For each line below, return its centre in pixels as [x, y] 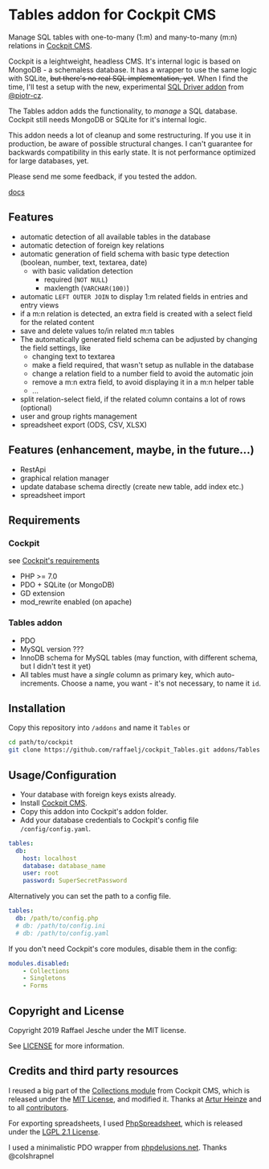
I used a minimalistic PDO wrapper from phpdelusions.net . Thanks [118, 1147]
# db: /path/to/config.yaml [63, 933]
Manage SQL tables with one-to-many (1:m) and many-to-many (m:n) [123, 37]
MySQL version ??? [52, 648]
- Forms [35, 986]
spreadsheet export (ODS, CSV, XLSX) [83, 425]
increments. [40, 683]
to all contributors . [39, 1107]
